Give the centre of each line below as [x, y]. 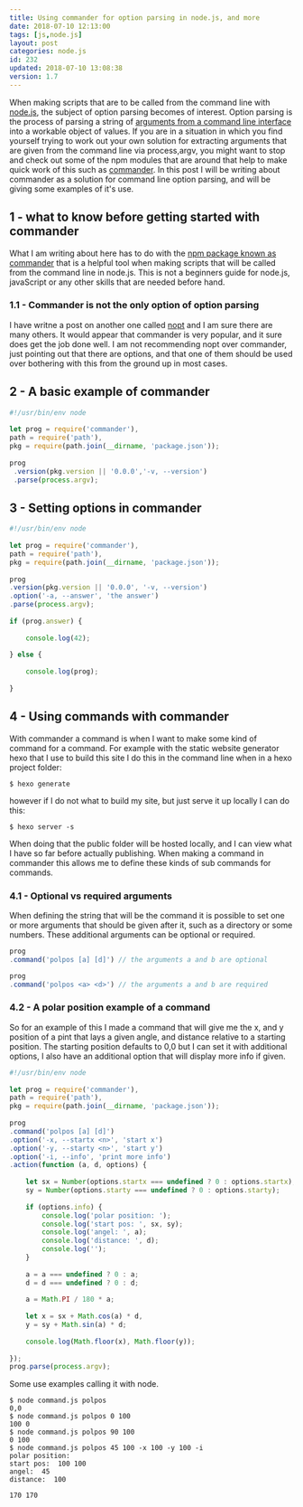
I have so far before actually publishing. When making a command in [137, 853]
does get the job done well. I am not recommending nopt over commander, [148, 344]
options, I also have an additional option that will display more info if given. [147, 1056]
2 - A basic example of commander [110, 392]
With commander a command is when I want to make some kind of [133, 739]
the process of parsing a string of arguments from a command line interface [150, 121]
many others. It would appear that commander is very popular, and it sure [146, 334]
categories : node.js [48, 52]
